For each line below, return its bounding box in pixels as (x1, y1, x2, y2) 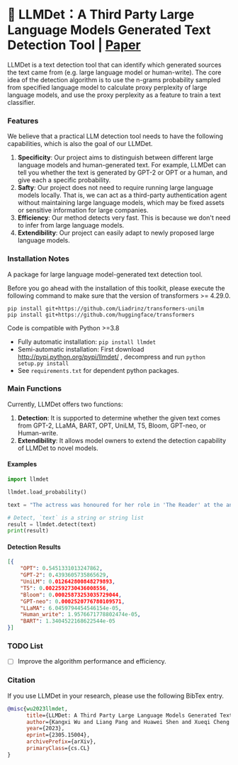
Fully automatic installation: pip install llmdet (17, 337, 157, 346)
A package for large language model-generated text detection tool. (7, 270, 203, 279)
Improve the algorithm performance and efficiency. (17, 657, 166, 666)
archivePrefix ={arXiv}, (25, 738, 97, 745)
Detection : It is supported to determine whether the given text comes (17, 413, 221, 422)
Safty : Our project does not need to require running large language (17, 184, 214, 192)
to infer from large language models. (17, 221, 125, 230)
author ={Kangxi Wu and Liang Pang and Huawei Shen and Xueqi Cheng (25, 718, 230, 725)
